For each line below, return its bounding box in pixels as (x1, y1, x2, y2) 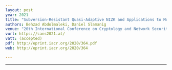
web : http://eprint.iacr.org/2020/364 (5, 45, 88, 51)
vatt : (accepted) (5, 36, 42, 41)
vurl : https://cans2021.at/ (5, 31, 66, 36)
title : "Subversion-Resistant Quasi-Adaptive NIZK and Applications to (5, 17, 161, 22)
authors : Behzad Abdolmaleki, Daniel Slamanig (5, 21, 106, 27)
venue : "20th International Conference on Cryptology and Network (5, 27, 150, 32)
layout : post (5, 7, 33, 13)
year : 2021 (5, 12, 29, 17)
